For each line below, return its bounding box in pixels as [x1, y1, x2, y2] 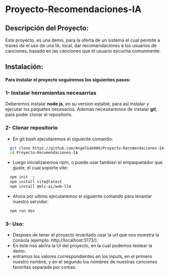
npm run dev [10, 208, 35, 213]
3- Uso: [5, 220, 24, 227]
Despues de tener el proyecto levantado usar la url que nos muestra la [12, 232, 159, 238]
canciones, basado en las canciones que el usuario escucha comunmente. [5, 48, 161, 54]
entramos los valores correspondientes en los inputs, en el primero [12, 253, 152, 259]
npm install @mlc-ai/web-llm [10, 184, 71, 189]
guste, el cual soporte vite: [12, 165, 68, 171]
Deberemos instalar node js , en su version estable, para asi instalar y [5, 101, 149, 107]
